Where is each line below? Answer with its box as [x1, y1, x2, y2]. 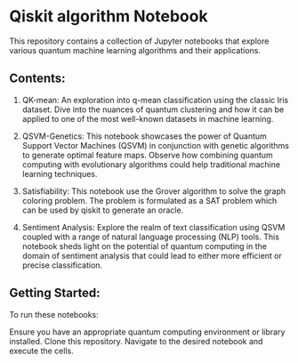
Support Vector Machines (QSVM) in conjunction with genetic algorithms [21, 140, 289, 150]
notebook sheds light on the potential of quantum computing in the [21, 240, 267, 251]
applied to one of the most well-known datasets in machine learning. [21, 113, 274, 124]
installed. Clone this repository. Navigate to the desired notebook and [9, 335, 263, 346]
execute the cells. [9, 345, 74, 356]
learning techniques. [21, 168, 98, 179]
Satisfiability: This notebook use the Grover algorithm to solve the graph [21, 185, 286, 197]
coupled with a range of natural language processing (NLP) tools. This [21, 231, 280, 242]
